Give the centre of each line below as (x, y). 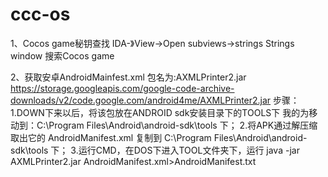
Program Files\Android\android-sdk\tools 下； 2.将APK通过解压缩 (183, 125)
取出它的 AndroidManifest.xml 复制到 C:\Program (111, 137)
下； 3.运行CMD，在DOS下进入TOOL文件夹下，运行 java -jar (175, 150)
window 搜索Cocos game (62, 55)
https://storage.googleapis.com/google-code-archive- (122, 88)
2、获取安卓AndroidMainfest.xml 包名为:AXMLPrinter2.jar (128, 77)
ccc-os (40, 14)
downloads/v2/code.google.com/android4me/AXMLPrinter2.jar (141, 100)
